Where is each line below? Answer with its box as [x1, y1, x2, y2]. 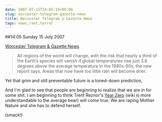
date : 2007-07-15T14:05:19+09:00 [5, 7, 73, 12]
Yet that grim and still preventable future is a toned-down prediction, [5, 78, 142, 84]
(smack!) [5, 112, 23, 118]
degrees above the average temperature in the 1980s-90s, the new [17, 63, 152, 69]
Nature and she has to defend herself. [5, 103, 81, 108]
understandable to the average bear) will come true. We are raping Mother [5, 98, 155, 104]
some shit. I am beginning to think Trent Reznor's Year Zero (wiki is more [5, 92, 151, 98]
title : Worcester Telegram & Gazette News [5, 16, 93, 21]
